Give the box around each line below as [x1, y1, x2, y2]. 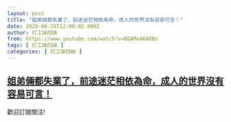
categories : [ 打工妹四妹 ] [7, 49, 82, 56]
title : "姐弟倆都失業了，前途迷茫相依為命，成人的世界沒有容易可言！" [7, 16, 184, 23]
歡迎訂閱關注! [7, 108, 46, 116]
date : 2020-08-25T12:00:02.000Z [7, 23, 100, 29]
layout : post [7, 10, 45, 17]
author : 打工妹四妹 [7, 29, 58, 36]
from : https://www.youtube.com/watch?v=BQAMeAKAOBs [7, 36, 158, 42]
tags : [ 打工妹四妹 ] [7, 42, 64, 49]
